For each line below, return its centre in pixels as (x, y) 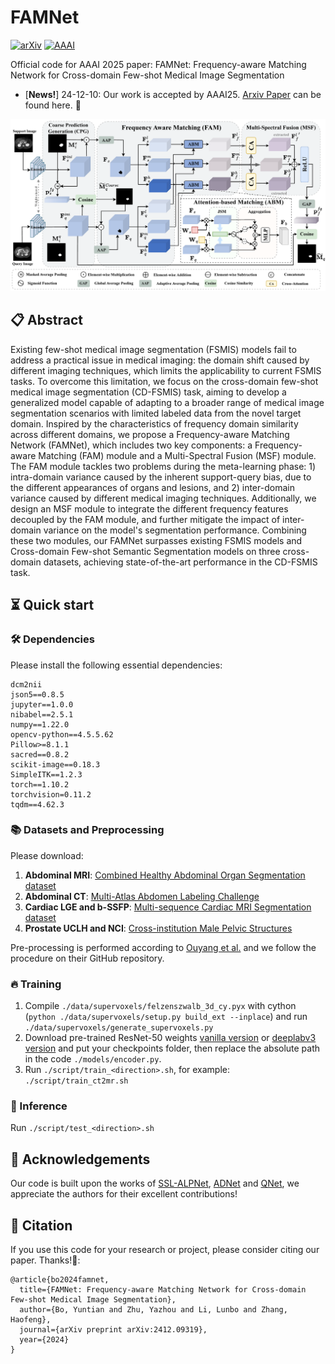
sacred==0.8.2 (40, 754)
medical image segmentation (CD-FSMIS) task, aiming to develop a (148, 392)
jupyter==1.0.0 (42, 704)
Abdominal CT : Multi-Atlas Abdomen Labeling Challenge (142, 896)
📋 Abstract (46, 320)
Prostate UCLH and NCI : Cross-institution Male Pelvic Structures (158, 928)
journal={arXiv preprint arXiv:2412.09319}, (113, 1330)
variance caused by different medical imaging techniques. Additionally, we (163, 498)
